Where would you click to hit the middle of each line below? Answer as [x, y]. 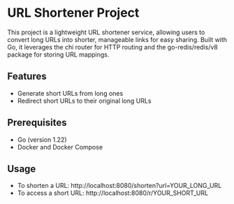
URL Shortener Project [73, 13]
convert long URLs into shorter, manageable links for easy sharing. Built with [117, 39]
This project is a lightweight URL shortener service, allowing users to [106, 32]
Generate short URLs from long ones [70, 93]
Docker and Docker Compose [60, 147]
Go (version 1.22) [42, 139]
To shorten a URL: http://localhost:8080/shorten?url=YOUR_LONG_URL [119, 186]
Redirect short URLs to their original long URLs [84, 101]
